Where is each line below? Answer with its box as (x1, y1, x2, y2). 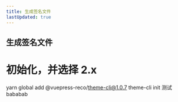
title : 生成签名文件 (6, 8, 51, 15)
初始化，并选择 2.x (6, 63, 97, 77)
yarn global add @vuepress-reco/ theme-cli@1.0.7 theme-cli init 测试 (6, 84, 172, 91)
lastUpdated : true (6, 14, 51, 20)
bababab (6, 90, 28, 97)
